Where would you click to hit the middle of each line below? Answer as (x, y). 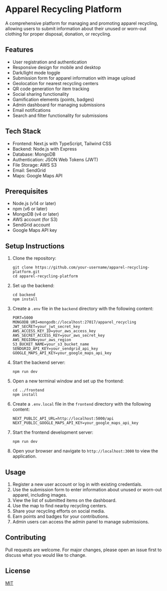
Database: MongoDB (34, 154)
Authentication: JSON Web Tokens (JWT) (55, 159)
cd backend (24, 295)
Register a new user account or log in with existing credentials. (77, 484)
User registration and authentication (50, 62)
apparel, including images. (40, 495)
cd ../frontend (28, 390)
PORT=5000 (23, 318)
